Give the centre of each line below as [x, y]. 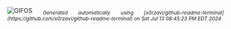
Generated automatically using [88, 13]
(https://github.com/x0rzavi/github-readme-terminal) [70, 19]
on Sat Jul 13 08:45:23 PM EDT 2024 [178, 19]
